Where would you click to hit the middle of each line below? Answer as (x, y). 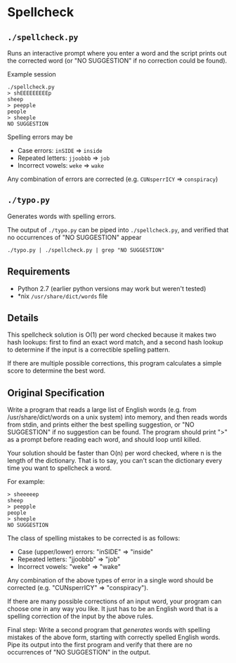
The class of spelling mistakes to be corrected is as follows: (94, 538)
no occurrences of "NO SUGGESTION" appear (74, 237)
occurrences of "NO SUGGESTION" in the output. (79, 652)
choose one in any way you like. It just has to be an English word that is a (113, 609)
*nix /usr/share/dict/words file (63, 296)
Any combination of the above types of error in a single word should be (110, 580)
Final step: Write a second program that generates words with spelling (109, 630)
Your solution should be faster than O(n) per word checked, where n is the (114, 453)
